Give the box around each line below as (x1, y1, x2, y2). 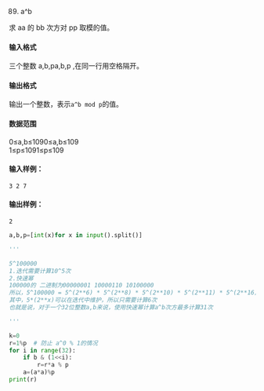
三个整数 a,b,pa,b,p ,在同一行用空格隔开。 (9, 61, 144, 71)
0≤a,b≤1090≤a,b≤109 (9, 137, 79, 146)
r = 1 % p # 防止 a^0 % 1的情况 (9, 339, 99, 347)
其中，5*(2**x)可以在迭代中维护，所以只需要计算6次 (9, 296, 157, 305)
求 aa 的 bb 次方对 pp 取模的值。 (9, 23, 114, 32)
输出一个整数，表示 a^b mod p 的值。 (9, 100, 124, 109)
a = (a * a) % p (23, 368, 56, 376)
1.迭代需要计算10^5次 (9, 267, 71, 275)
